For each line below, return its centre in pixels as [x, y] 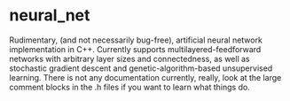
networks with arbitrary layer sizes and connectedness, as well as [129, 58]
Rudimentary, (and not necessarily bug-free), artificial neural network [136, 40]
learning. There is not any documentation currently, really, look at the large [145, 77]
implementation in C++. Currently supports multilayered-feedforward [135, 49]
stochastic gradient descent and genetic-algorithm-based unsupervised [141, 68]
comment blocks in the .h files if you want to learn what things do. [129, 87]
